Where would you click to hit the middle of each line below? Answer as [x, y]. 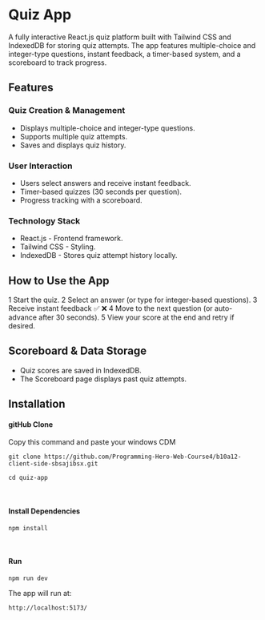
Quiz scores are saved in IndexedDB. [80, 370]
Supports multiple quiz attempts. [74, 136]
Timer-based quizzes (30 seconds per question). [101, 191]
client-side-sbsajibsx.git [53, 464]
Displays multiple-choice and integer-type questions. [107, 128]
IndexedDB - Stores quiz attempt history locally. [98, 256]
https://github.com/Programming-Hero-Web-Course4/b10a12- [143, 457]
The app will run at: [40, 593]
